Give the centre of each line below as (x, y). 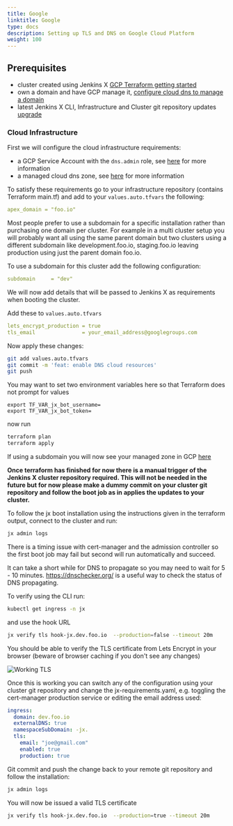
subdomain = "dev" (40, 279)
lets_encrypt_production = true (54, 326)
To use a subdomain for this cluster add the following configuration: (104, 266)
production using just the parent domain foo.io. (74, 253)
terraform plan (29, 437)
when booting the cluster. (44, 299)
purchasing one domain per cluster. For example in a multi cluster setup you (116, 230)
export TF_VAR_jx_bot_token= (49, 411)
